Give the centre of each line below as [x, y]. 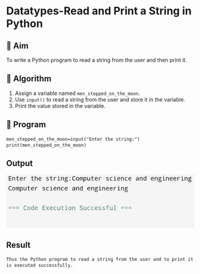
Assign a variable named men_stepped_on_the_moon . [77, 93]
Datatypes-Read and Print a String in [99, 11]
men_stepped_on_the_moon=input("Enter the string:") [73, 139]
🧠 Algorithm [29, 79]
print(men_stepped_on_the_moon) [46, 145]
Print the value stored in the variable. [60, 106]
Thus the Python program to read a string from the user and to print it [100, 260]
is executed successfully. [40, 266]
